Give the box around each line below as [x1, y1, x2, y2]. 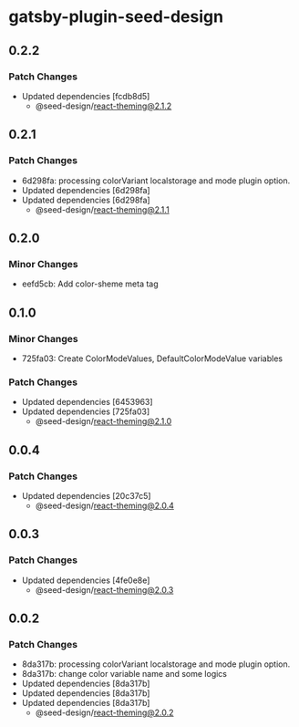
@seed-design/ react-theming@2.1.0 [35, 416, 172, 427]
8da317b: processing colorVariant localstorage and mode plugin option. [21, 659, 291, 670]
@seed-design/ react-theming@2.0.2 [35, 707, 174, 718]
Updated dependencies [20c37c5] [21, 490, 151, 501]
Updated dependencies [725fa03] [21, 406, 150, 417]
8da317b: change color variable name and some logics [21, 669, 227, 680]
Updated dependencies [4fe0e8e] [21, 575, 150, 586]
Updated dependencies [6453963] [21, 397, 153, 408]
